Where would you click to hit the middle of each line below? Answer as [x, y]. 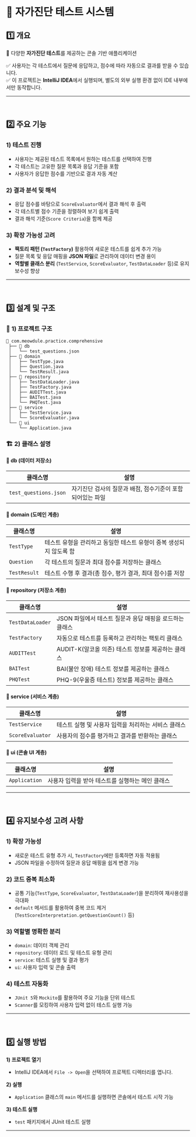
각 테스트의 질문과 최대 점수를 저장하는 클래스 [103, 562]
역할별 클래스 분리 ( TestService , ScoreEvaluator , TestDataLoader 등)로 [97, 264]
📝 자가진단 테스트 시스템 [60, 12]
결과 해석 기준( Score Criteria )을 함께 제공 [63, 218]
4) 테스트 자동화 [27, 984]
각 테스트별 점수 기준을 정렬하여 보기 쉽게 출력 [66, 211]
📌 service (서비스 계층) [33, 697]
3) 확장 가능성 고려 [31, 235]
